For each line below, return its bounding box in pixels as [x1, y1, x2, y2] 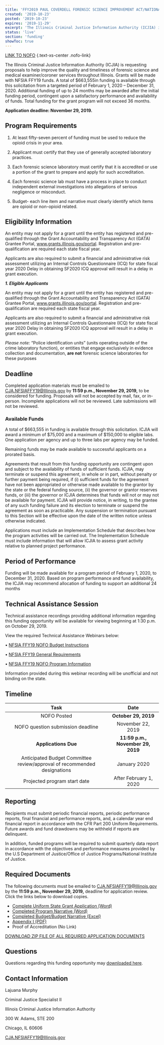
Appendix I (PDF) [12, 918, 47, 924]
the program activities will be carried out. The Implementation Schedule [5, 533, 149, 539]
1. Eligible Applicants [5, 281, 48, 286]
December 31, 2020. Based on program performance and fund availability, [5, 575, 155, 581]
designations [41, 766, 72, 773]
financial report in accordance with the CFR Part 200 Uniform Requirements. [5, 821, 159, 826]
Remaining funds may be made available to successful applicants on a [5, 446, 146, 452]
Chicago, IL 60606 [5, 1025, 43, 1031]
